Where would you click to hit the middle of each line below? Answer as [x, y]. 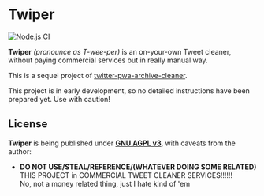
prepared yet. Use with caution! [59, 99]
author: [20, 151]
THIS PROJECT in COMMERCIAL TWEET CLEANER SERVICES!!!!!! [126, 175]
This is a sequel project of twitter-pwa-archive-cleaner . [98, 75]
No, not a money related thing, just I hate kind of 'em [105, 183]
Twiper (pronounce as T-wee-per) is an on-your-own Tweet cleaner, [120, 51]
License [28, 124]
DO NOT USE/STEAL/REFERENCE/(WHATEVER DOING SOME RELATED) [138, 167]
